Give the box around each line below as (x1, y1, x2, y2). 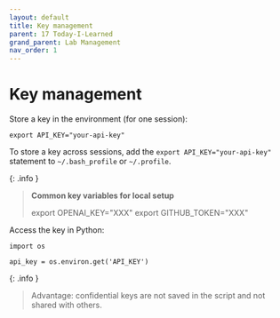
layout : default (9, 12, 69, 22)
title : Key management (9, 21, 93, 30)
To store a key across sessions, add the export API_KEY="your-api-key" (9, 147, 272, 157)
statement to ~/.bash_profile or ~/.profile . (9, 156, 172, 167)
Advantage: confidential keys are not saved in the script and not (30, 290, 266, 301)
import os (9, 242, 46, 251)
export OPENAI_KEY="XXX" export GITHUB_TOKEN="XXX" (30, 208, 249, 219)
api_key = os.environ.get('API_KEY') (9, 258, 149, 266)
